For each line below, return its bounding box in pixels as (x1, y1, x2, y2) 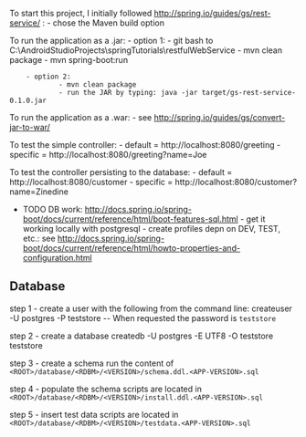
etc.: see (22, 233, 57, 244)
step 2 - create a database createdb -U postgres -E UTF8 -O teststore (9, 330, 274, 341)
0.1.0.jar (9, 96, 47, 105)
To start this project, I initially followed (9, 8, 153, 18)
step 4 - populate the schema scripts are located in (9, 383, 203, 394)
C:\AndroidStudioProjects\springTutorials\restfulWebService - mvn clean (9, 45, 283, 56)
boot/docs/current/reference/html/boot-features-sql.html (22, 213, 239, 224)
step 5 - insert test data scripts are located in (9, 409, 179, 420)
